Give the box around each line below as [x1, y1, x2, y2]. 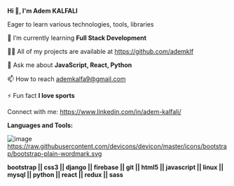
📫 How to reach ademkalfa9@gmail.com [7, 75, 126, 83]
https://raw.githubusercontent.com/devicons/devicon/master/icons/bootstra [7, 142, 228, 150]
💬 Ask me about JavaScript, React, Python [7, 61, 132, 69]
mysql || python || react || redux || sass [7, 171, 124, 178]
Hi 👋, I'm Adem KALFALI [7, 7, 78, 15]
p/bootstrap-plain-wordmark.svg [7, 150, 102, 157]
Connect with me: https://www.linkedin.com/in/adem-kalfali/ [7, 108, 181, 115]
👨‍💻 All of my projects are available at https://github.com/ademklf [7, 48, 194, 55]
